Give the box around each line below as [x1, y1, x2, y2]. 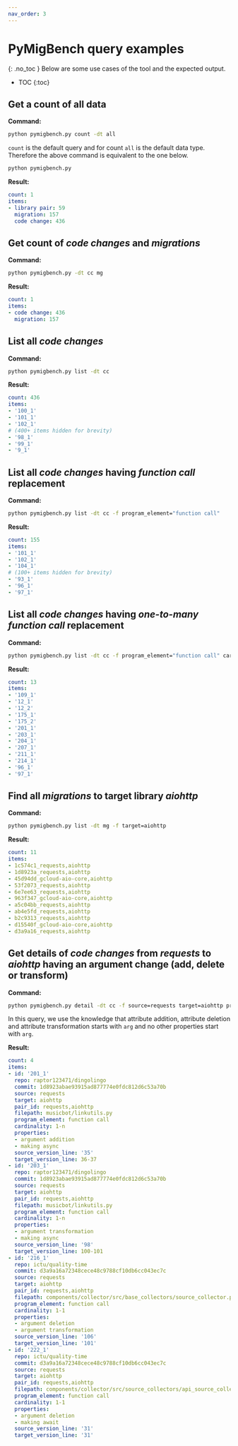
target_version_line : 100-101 [14, 1247, 103, 1255]
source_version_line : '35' [14, 1149, 94, 1156]
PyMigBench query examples [8, 40, 184, 57]
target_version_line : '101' [14, 1340, 97, 1347]
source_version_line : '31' [14, 1425, 94, 1433]
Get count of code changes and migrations [8, 237, 201, 249]
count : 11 [8, 849, 37, 856]
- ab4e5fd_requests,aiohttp [8, 908, 91, 916]
